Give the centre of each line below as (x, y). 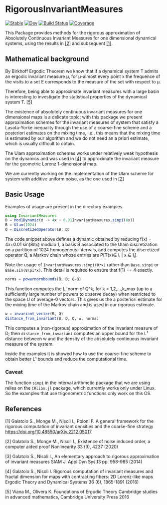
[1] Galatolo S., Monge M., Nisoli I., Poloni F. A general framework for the (80, 421)
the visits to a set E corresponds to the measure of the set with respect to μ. (83, 81)
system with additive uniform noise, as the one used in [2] (65, 179)
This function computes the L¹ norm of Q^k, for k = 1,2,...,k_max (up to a (79, 289)
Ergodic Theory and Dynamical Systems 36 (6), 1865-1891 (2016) (72, 482)
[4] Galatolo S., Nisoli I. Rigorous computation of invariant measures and (79, 471)
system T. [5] (19, 102)
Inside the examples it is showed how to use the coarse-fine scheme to (78, 354)
